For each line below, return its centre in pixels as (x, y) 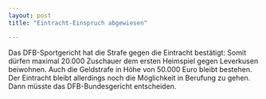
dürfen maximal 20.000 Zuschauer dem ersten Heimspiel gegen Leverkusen (133, 61)
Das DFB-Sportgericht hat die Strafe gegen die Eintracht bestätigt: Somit (127, 52)
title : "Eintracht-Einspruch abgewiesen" (78, 23)
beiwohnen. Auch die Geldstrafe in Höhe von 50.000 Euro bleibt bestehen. (130, 69)
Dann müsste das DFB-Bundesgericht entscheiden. (92, 86)
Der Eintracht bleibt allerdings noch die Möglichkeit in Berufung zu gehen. (129, 78)
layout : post (30, 15)
